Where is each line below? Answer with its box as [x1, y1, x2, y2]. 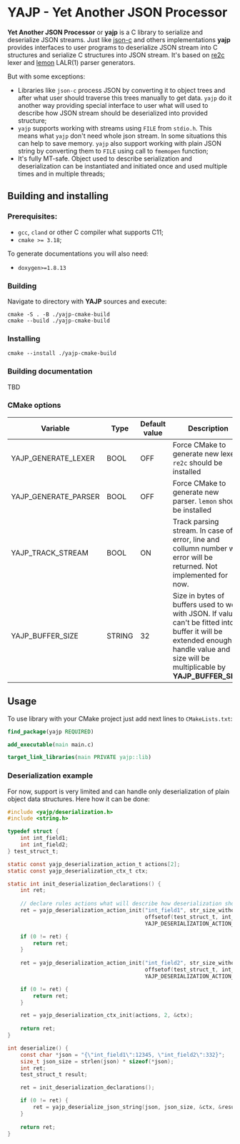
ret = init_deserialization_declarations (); [20, 1084, 155, 1091]
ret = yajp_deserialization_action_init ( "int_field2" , [20, 960, 187, 967]
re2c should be [172, 458, 223, 468]
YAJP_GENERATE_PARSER [11, 491, 100, 501]
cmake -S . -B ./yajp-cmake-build [7, 311, 111, 318]
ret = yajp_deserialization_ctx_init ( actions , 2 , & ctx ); [20, 1012, 194, 1019]
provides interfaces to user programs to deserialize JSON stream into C [7, 43, 218, 51]
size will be [172, 653, 210, 663]
